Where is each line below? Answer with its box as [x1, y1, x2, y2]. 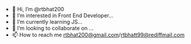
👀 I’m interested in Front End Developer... [11, 12, 113, 19]
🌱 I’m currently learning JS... [11, 18, 83, 25]
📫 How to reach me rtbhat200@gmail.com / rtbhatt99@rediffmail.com [11, 32, 185, 38]
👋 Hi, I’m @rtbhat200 [11, 6, 64, 12]
